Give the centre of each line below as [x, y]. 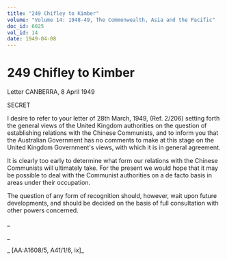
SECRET [19, 105]
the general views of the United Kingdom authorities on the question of [107, 126]
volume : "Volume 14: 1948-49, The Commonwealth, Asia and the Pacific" [111, 20]
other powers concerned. [43, 210]
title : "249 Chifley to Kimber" [53, 13]
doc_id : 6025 [26, 26]
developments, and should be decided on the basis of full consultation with [113, 203]
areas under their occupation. [49, 183]
